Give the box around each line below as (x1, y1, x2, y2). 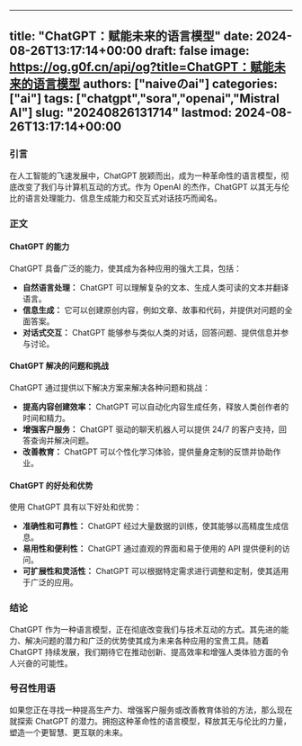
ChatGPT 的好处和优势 (9, 480, 93, 490)
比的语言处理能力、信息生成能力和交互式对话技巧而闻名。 (9, 193, 222, 203)
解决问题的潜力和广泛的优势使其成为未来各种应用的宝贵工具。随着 (24, 635, 270, 646)
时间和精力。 (22, 413, 70, 424)
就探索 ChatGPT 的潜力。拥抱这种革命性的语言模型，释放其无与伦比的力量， (9, 715, 292, 726)
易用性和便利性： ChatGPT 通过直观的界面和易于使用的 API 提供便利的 (22, 544, 283, 554)
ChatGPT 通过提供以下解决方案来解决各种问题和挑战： (9, 382, 211, 393)
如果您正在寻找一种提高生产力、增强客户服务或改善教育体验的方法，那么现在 (9, 704, 293, 715)
